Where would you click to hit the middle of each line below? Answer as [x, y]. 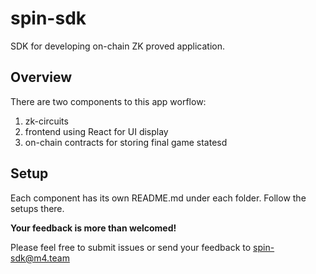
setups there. [37, 208]
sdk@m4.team [40, 258]
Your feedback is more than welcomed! [93, 228]
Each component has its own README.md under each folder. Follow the [158, 198]
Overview [41, 77]
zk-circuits [46, 121]
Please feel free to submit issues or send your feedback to [131, 247]
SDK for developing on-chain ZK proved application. [118, 46]
